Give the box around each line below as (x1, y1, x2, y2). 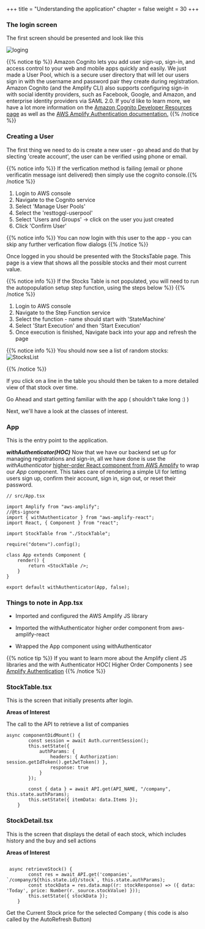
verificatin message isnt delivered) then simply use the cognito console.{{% (6, 171, 198, 179)
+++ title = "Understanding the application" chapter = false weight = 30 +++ (6, 6, 199, 12)
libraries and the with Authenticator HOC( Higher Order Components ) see (6, 661, 193, 668)
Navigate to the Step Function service (15, 309, 111, 316)
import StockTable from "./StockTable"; (6, 530, 111, 536)
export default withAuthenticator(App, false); (6, 584, 130, 590)
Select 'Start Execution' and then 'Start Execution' (15, 322, 142, 329)
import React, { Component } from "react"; (6, 520, 119, 526)
